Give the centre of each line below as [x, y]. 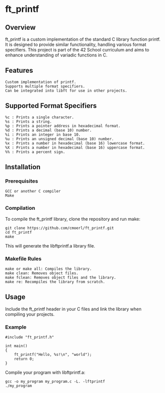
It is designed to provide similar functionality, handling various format [76, 45]
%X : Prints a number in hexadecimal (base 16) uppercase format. [75, 147]
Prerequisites [22, 181]
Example [16, 327]
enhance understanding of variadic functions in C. [56, 55]
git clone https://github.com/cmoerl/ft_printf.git [59, 228]
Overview [21, 27]
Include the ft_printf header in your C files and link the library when [73, 309]
